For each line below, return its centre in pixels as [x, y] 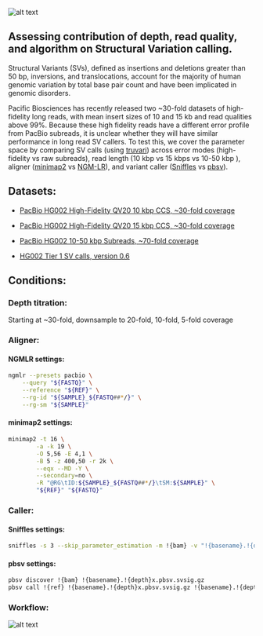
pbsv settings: [32, 563]
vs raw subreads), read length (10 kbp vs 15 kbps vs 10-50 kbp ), [136, 158]
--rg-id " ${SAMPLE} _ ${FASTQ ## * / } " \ [82, 398]
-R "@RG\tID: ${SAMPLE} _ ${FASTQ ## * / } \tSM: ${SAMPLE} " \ [126, 483]
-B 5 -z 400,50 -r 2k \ [75, 461]
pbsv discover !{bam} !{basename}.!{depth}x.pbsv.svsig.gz [106, 580]
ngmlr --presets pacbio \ [50, 376]
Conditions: [37, 281]
